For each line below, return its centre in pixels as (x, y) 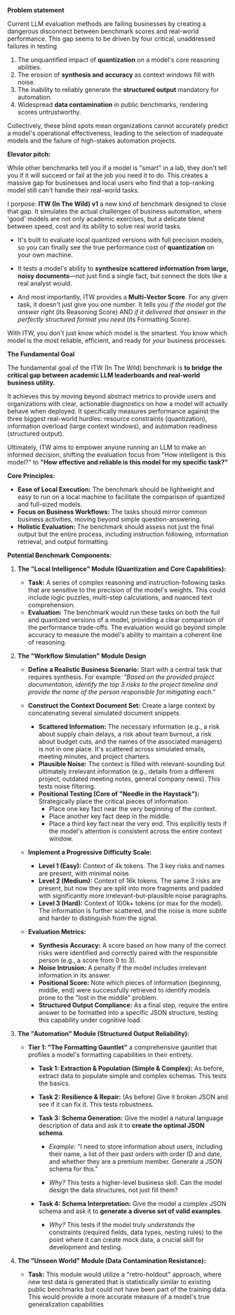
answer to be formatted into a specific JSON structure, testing (128, 1012)
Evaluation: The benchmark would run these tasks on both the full (124, 612)
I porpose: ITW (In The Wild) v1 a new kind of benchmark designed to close (117, 204)
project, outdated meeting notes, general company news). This (129, 779)
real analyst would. (45, 283)
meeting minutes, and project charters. (94, 756)
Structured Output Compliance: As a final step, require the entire (133, 1005)
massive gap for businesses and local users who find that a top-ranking (111, 183)
